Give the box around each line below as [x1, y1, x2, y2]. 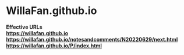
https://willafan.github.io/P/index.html [6, 42, 102, 49]
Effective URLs [6, 23, 43, 30]
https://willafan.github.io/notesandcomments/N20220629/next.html [6, 36, 178, 43]
